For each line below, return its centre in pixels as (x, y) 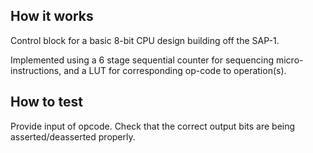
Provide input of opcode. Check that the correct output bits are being (153, 126)
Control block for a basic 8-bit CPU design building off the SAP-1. (145, 40)
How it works (52, 16)
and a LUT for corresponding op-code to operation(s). (175, 70)
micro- (289, 60)
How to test (46, 102)
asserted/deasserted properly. (73, 136)
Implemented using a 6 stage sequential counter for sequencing (142, 60)
